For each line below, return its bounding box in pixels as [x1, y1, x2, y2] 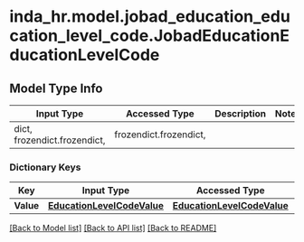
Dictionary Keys [9, 161, 81, 173]
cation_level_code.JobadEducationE [9, 25, 290, 46]
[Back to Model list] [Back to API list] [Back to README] [9, 223, 217, 234]
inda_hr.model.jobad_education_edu [9, 6, 291, 27]
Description [214, 107, 267, 119]
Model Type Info [9, 80, 103, 96]
